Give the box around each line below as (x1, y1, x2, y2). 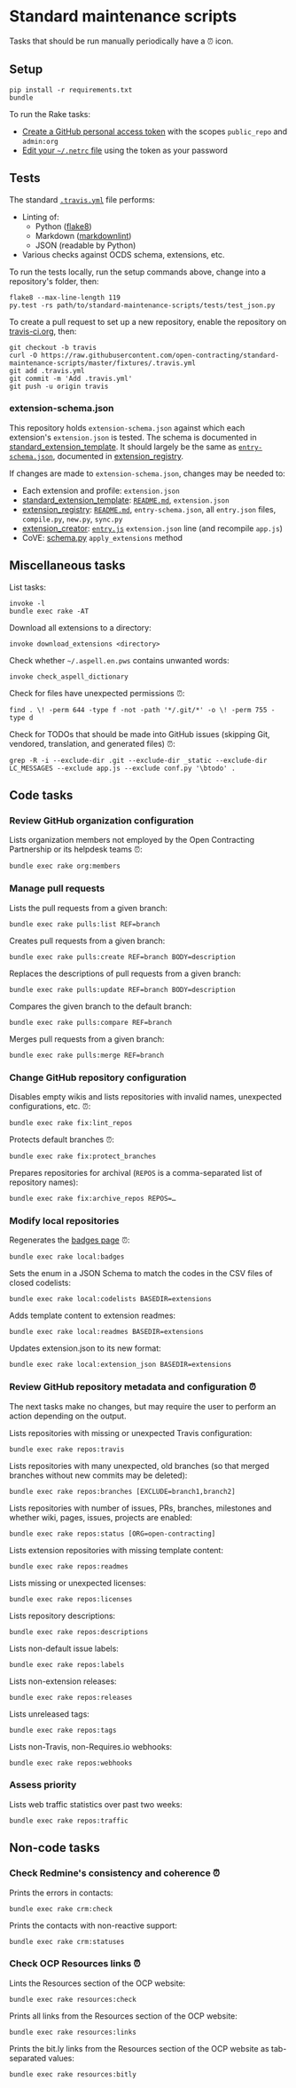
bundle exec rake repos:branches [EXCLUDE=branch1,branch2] (9, 1487, 237, 1496)
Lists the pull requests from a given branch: (9, 902, 168, 913)
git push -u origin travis (9, 382, 109, 391)
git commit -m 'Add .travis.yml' (9, 374, 133, 383)
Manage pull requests (9, 882, 105, 894)
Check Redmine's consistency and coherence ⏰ (9, 1867, 221, 1879)
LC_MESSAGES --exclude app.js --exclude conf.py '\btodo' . (9, 764, 237, 773)
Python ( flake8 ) (35, 220, 92, 232)
